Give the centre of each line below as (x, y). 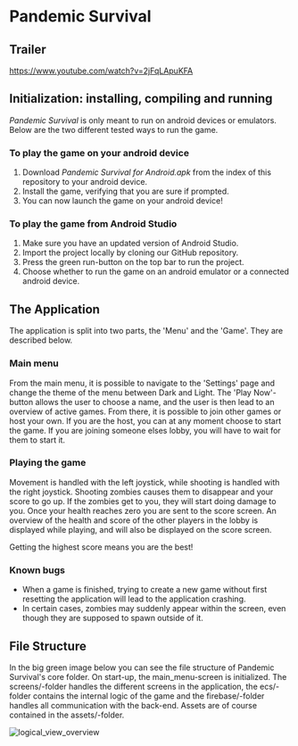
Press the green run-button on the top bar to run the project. (133, 262)
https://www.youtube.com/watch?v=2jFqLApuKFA (101, 70)
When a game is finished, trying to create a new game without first (145, 590)
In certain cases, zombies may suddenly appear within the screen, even (154, 609)
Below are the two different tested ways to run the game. (114, 129)
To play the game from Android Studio (93, 224)
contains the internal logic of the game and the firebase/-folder (149, 696)
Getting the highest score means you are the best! (101, 547)
